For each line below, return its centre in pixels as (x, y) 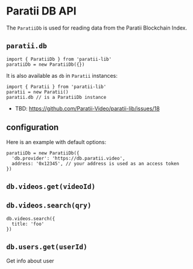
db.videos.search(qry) (49, 205)
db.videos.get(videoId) (51, 186)
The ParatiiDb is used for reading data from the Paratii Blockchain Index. (97, 28)
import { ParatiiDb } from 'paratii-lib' (59, 59)
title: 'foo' (28, 224)
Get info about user (30, 261)
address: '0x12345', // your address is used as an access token (96, 163)
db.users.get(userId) (47, 247)
